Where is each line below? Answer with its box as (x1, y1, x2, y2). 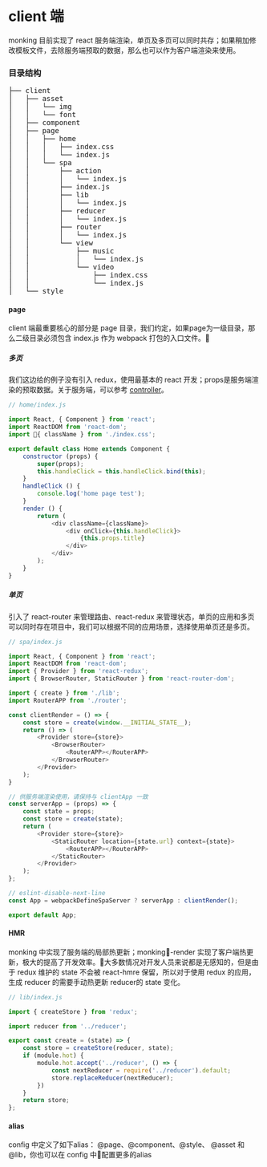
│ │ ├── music (8, 246, 115, 256)
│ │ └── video (8, 262, 115, 272)
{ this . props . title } (79, 534, 146, 542)
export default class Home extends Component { (8, 444, 171, 453)
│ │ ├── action (8, 166, 102, 176)
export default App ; (8, 911, 78, 919)
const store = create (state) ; (22, 815, 124, 823)
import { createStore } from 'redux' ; (8, 1007, 138, 1015)
